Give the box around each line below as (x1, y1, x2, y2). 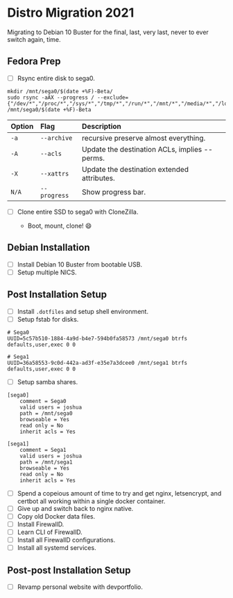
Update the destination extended (82, 164, 189, 174)
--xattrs (40, 169, 69, 178)
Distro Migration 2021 (7, 5, 135, 21)
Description (82, 121, 121, 131)
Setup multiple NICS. (17, 268, 78, 276)
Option (10, 121, 34, 131)
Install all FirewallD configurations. (17, 536, 116, 544)
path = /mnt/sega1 (19, 458, 73, 466)
